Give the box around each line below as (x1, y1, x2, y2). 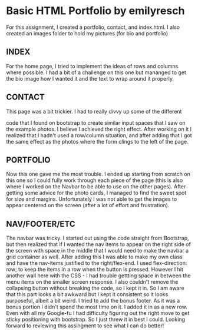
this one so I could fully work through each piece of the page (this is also (6, 177, 183, 184)
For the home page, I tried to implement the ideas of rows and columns (6, 62, 179, 69)
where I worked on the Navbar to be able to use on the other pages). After (6, 183, 186, 190)
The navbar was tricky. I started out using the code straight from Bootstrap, (6, 234, 190, 242)
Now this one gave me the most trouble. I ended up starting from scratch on (6, 171, 190, 178)
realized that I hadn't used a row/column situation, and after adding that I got (6, 131, 192, 139)
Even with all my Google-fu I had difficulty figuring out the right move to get (6, 310, 190, 317)
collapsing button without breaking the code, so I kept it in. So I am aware (6, 284, 184, 292)
